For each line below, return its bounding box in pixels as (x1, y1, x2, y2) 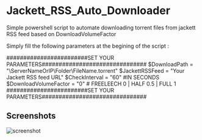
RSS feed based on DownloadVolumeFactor (6, 30, 117, 37)
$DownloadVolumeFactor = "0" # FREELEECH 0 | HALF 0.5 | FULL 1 (6, 80, 176, 87)
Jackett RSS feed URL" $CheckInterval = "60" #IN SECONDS (6, 73, 160, 81)
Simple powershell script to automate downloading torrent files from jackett (6, 24, 196, 31)
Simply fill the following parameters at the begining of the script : (6, 42, 170, 50)
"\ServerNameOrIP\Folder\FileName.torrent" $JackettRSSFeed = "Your (6, 67, 185, 74)
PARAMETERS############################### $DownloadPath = (6, 61, 193, 68)
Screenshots (6, 111, 56, 121)
